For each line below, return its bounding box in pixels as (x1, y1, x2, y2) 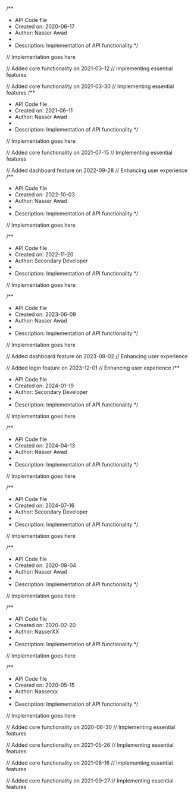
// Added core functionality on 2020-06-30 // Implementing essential (6, 724, 176, 731)
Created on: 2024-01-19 (14, 382, 74, 389)
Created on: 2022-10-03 (14, 191, 76, 198)
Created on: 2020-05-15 (14, 681, 75, 688)
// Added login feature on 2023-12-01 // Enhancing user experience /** (6, 364, 180, 371)
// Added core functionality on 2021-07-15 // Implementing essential (6, 149, 173, 156)
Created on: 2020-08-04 (14, 562, 76, 569)
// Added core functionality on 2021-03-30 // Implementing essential (6, 83, 174, 90)
